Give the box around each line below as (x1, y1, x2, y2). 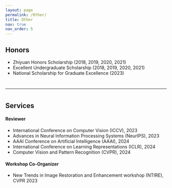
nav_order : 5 (5, 27, 33, 32)
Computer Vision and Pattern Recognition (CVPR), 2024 (12, 149, 131, 155)
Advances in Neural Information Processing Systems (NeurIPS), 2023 (12, 133, 160, 139)
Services (5, 101, 35, 110)
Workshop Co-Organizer (5, 161, 59, 167)
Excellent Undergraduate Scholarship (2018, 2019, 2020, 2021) (12, 65, 145, 71)
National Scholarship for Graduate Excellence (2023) (12, 70, 124, 76)
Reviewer (5, 116, 26, 122)
